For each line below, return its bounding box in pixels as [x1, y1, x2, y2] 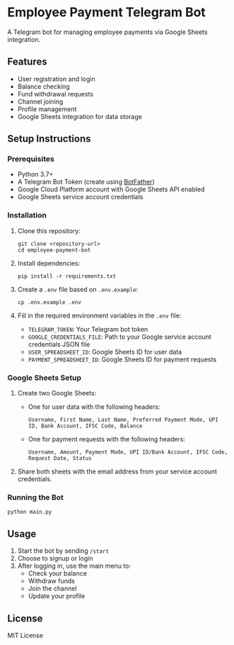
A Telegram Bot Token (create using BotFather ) [17, 178, 155, 186]
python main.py [7, 508, 52, 516]
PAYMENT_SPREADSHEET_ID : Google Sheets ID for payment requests [28, 355, 217, 364]
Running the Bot [7, 492, 64, 502]
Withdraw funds [28, 577, 76, 585]
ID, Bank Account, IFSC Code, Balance [28, 422, 143, 430]
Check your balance [28, 569, 87, 578]
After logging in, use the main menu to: [17, 561, 131, 571]
